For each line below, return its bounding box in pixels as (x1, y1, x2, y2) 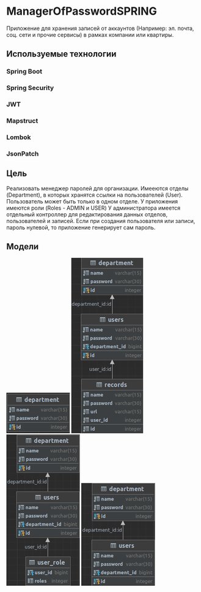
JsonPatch (6, 149, 39, 157)
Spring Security (6, 84, 54, 93)
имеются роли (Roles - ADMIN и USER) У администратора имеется (6, 204, 181, 211)
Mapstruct (6, 116, 38, 125)
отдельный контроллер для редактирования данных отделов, (6, 210, 168, 218)
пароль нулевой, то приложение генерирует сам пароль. (6, 224, 156, 231)
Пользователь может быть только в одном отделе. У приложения (6, 197, 178, 205)
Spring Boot (6, 67, 43, 76)
